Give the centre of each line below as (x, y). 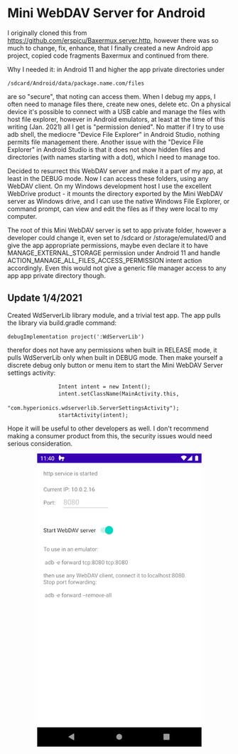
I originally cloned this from (47, 33)
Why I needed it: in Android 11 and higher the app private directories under (116, 69)
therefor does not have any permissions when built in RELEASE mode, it (112, 350)
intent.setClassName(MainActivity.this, (119, 393)
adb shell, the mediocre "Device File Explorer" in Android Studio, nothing (114, 134)
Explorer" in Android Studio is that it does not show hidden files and (106, 149)
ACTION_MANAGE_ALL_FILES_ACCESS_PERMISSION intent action (105, 260)
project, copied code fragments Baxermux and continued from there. (108, 56)
